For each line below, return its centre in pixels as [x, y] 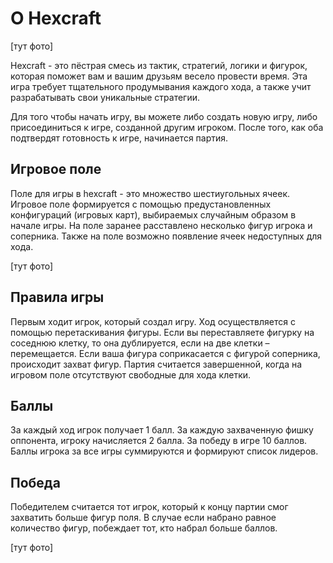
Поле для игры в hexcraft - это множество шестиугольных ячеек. [150, 193]
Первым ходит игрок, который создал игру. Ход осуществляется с [153, 321]
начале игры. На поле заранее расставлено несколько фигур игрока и [161, 225]
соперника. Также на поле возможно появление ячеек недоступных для [166, 236]
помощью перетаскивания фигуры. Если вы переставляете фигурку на [162, 332]
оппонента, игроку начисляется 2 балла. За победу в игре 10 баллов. [159, 441]
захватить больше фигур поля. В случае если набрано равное [143, 518]
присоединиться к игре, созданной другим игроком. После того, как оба [167, 127]
